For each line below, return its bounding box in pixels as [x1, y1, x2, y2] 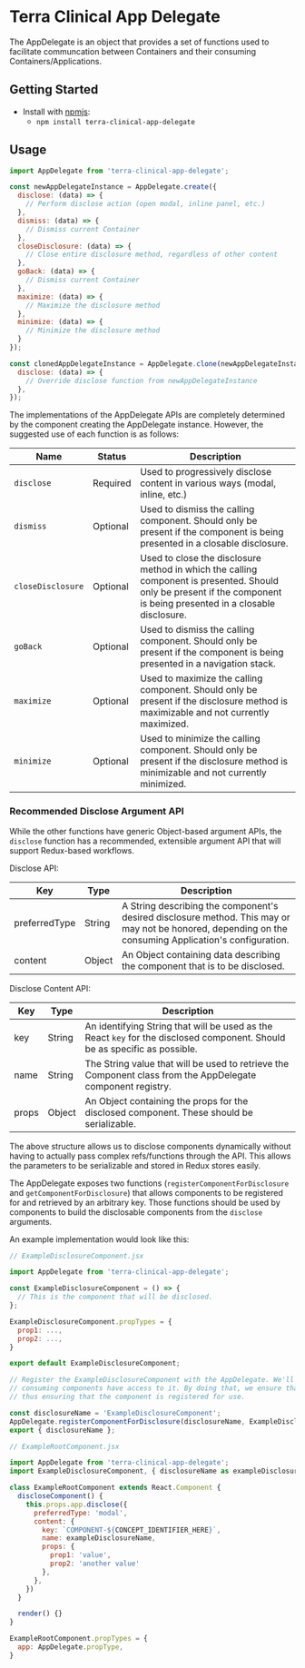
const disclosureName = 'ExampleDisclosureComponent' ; [9, 1408, 221, 1417]
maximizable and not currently [140, 706, 270, 719]
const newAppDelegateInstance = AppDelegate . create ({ [9, 183, 218, 192]
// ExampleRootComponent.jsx [9, 1442, 120, 1451]
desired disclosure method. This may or [121, 911, 290, 923]
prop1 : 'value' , [49, 1551, 112, 1560]
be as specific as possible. [84, 1042, 198, 1055]
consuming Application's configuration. [121, 933, 290, 946]
